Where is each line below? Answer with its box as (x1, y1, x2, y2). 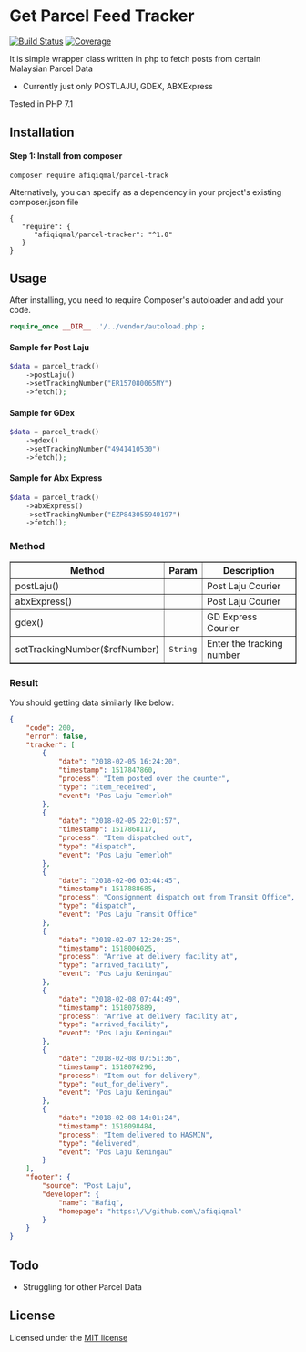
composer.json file (9, 196, 79, 207)
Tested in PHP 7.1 (9, 98, 74, 109)
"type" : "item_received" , (57, 782, 157, 792)
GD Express (206, 610, 258, 623)
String (168, 644, 198, 654)
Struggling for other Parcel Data (22, 1281, 143, 1292)
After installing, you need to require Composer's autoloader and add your (9, 295, 284, 306)
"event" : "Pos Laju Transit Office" (57, 910, 198, 920)
